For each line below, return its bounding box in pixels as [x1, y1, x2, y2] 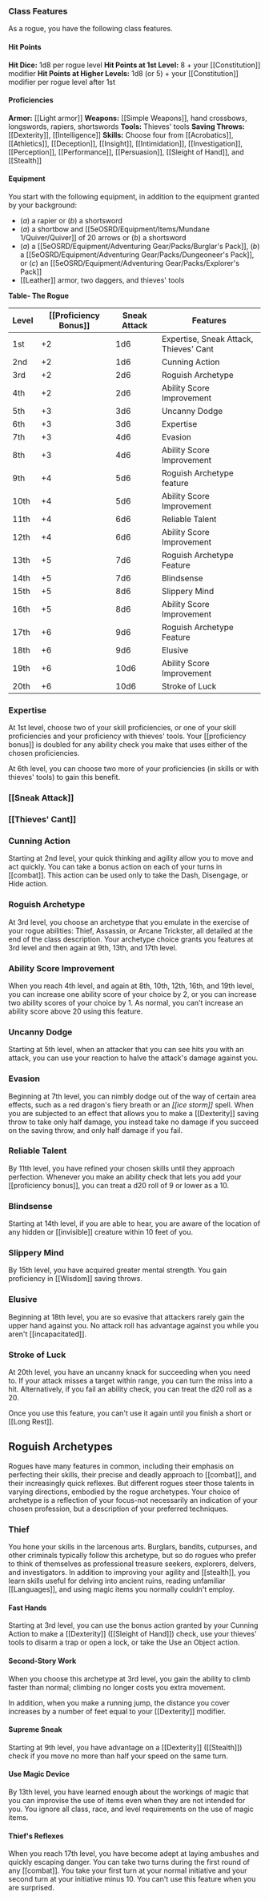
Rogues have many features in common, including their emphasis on [8, 1461, 235, 1471]
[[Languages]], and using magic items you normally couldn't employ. [8, 1585, 235, 1594]
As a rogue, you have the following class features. [8, 24, 174, 34]
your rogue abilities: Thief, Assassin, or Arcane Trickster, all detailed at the [8, 926, 254, 935]
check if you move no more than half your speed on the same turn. [8, 1751, 228, 1761]
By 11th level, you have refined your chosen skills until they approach [8, 1163, 235, 1173]
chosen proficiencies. [8, 749, 80, 758]
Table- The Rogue [8, 291, 70, 300]
